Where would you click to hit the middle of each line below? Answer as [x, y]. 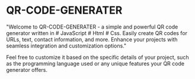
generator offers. [27, 69]
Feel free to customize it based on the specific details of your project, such [97, 57]
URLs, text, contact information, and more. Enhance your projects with [92, 39]
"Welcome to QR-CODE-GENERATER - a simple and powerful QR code [92, 27]
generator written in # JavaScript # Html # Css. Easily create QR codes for [97, 33]
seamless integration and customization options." [66, 46]
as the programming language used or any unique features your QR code [95, 64]
